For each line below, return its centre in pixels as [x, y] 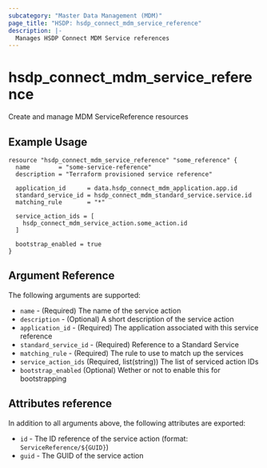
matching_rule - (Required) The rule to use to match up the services [132, 353]
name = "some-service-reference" [84, 167]
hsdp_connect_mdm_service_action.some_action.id [105, 223]
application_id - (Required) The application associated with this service [139, 327]
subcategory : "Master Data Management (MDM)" [85, 16]
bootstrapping [43, 378]
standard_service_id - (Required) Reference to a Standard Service [130, 344]
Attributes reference [60, 404]
